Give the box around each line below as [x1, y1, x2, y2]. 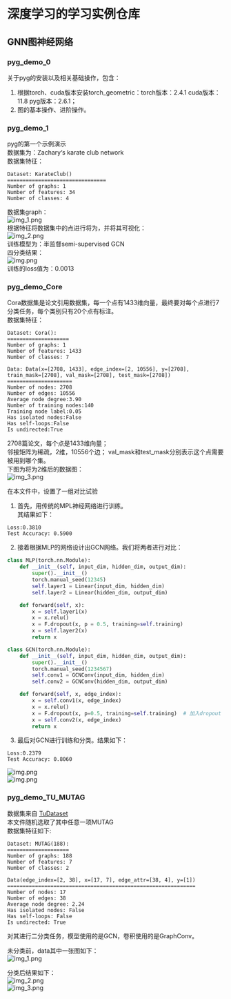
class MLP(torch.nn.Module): [7, 557, 91, 564]
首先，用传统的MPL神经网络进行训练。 [17, 502, 128, 510]
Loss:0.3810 [7, 524, 41, 532]
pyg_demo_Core [7, 282, 63, 292]
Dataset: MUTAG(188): [7, 840, 70, 847]
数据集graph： [7, 208, 48, 216]
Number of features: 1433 [7, 348, 81, 355]
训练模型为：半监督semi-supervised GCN [7, 240, 125, 249]
